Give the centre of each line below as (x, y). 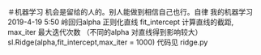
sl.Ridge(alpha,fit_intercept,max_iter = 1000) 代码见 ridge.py (108, 42)
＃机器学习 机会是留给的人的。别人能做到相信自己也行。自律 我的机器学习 (130, 12)
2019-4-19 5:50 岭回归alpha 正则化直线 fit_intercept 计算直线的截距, (121, 22)
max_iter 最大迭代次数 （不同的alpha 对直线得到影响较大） (105, 32)
